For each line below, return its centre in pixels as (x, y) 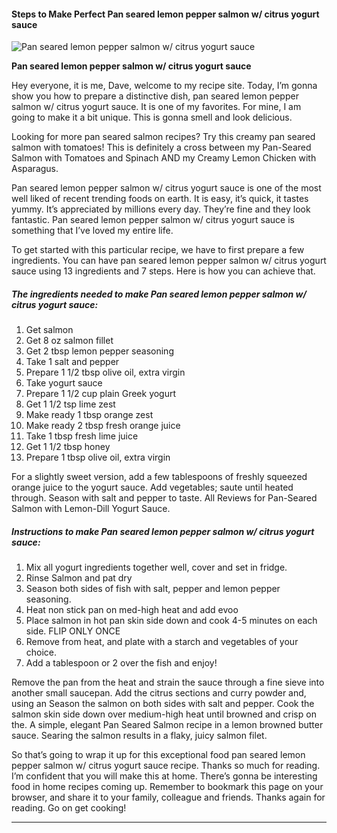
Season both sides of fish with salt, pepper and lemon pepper (153, 589)
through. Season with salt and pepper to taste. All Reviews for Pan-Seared (164, 498)
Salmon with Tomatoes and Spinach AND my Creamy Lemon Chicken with (164, 158)
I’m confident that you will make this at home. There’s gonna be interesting (164, 776)
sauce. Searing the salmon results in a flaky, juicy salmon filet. (139, 736)
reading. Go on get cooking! (69, 808)
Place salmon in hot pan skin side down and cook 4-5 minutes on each (171, 621)
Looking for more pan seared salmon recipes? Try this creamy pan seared (163, 137)
